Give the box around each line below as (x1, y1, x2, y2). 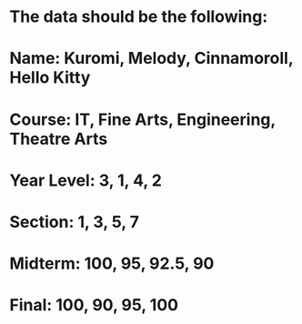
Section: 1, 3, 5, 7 (9, 211, 139, 232)
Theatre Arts (9, 128, 108, 149)
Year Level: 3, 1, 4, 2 (9, 170, 162, 190)
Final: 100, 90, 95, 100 (9, 295, 179, 316)
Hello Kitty (9, 67, 91, 88)
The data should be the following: (9, 6, 268, 27)
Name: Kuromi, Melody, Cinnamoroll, (9, 48, 294, 69)
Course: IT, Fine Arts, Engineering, (9, 109, 276, 129)
